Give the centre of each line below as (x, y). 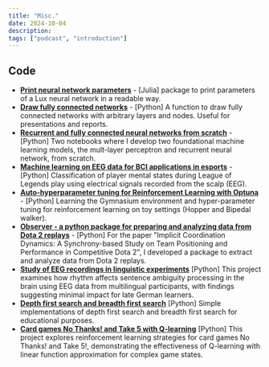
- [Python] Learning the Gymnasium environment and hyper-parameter (137, 201)
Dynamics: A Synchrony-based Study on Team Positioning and (124, 244)
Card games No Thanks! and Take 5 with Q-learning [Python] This (131, 329)
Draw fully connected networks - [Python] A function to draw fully (131, 107)
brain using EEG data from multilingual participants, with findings (127, 287)
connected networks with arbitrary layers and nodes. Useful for (125, 116)
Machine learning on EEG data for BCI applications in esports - (126, 167)
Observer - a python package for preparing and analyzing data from (135, 226)
